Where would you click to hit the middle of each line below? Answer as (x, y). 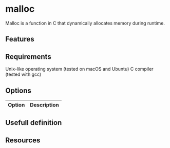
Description (44, 104)
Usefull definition (34, 123)
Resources (23, 140)
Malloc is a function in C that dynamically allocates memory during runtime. (85, 23)
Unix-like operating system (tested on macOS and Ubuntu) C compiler (79, 69)
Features (20, 39)
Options (18, 90)
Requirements (28, 57)
